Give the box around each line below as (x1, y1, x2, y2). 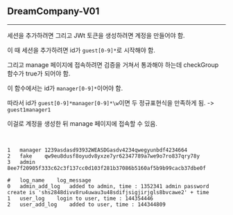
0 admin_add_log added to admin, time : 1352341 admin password (7, 183, 209, 189)
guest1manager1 (7, 106, 51, 113)
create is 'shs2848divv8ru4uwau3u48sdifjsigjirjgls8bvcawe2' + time (7, 189, 209, 196)
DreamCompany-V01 (7, 6, 100, 17)
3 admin (7, 158, 36, 165)
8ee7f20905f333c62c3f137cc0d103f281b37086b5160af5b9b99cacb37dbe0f (7, 165, 207, 171)
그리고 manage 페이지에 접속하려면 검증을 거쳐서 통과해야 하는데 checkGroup (7, 60, 219, 68)
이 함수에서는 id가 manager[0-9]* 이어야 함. (7, 84, 123, 92)
